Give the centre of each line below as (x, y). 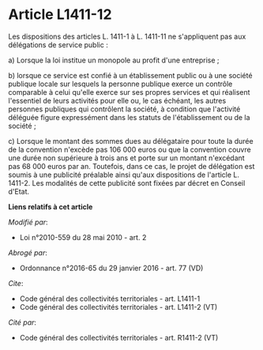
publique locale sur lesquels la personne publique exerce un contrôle (120, 84)
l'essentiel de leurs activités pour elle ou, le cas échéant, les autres (117, 100)
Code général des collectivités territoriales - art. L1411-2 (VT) (118, 307)
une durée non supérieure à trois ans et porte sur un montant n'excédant (126, 158)
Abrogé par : (28, 252)
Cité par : (23, 322)
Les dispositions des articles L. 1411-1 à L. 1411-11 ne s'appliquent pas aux (127, 36)
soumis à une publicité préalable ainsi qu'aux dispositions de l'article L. (124, 175)
